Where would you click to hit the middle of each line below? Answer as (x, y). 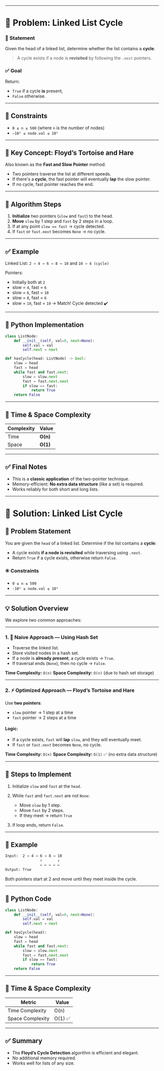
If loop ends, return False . (38, 825)
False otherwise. (29, 96)
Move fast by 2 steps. (42, 810)
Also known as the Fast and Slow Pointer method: (55, 164)
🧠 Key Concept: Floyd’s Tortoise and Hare (70, 152)
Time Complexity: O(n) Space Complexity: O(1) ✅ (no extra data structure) (81, 754)
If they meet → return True (46, 815)
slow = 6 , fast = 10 (30, 293)
